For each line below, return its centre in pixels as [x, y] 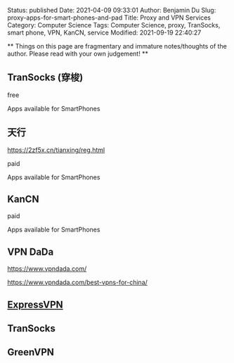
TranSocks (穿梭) [45, 78]
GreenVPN [31, 352]
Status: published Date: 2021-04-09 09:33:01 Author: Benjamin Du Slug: [112, 10]
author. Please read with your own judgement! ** [78, 53]
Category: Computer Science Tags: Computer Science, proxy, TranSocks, [114, 25]
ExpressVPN [35, 304]
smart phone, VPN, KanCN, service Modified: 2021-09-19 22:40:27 [104, 32]
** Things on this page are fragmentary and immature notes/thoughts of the [117, 46]
